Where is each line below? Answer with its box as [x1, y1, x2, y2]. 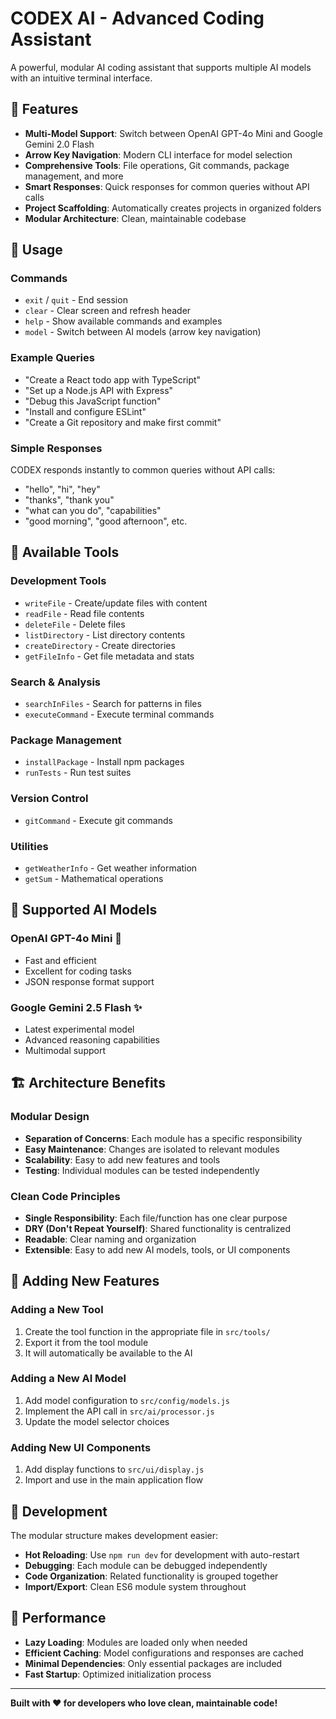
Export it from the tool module [24, 1336, 149, 1348]
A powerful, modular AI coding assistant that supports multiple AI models [10, 61, 312, 73]
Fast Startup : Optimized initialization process [24, 1668, 212, 1680]
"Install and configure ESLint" [24, 405, 147, 417]
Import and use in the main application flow [24, 1474, 204, 1486]
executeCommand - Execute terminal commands [24, 708, 215, 721]
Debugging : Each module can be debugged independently [24, 1559, 268, 1571]
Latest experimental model [24, 1023, 135, 1035]
